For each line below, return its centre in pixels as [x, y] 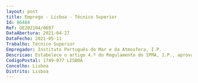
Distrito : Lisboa [27, 71]
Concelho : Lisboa [27, 66]
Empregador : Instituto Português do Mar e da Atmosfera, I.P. [84, 50]
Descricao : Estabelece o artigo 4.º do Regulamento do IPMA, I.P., [91, 55]
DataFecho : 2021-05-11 [34, 39]
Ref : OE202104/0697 [30, 28]
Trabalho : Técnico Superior [41, 44]
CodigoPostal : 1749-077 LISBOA [44, 60]
